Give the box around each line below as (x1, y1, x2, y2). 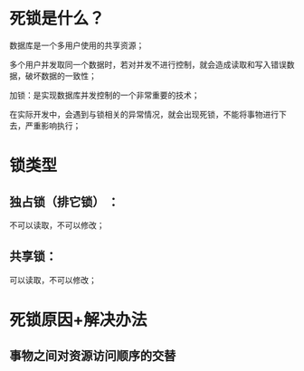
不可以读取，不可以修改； (9, 219, 105, 231)
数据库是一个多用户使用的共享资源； (9, 40, 145, 51)
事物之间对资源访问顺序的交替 (9, 348, 176, 364)
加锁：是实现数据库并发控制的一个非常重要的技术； (9, 90, 200, 100)
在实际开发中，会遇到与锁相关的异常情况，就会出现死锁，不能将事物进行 (9, 109, 279, 119)
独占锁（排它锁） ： (9, 194, 119, 209)
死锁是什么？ (9, 8, 106, 29)
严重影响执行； (24, 119, 81, 131)
